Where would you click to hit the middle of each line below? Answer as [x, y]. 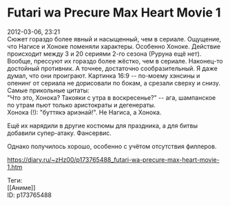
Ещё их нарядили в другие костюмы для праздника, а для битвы [103, 125]
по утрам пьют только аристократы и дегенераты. [82, 105]
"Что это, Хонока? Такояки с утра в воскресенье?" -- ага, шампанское [112, 97]
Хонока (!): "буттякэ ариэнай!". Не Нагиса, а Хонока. [84, 112]
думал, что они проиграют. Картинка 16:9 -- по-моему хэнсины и [104, 75]
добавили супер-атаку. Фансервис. [60, 133]
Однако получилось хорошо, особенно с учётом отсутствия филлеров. [112, 146]
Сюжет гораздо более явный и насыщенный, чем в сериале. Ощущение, [114, 39]
